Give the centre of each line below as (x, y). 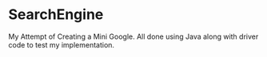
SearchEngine (56, 15)
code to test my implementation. (61, 44)
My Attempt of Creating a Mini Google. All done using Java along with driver (133, 36)
